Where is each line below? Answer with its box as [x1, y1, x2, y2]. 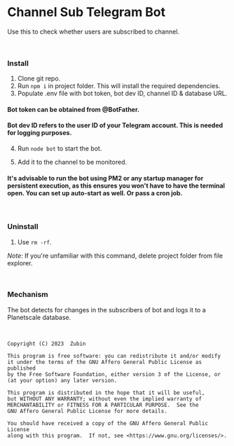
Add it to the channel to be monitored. [17, 158, 128, 167]
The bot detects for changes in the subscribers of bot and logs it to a [7, 305, 207, 314]
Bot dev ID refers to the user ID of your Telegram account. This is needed [7, 121, 223, 130]
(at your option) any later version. [7, 377, 118, 384]
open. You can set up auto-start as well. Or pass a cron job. [7, 188, 183, 197]
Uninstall [7, 222, 39, 232]
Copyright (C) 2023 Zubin [7, 340, 86, 347]
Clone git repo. [17, 74, 61, 83]
